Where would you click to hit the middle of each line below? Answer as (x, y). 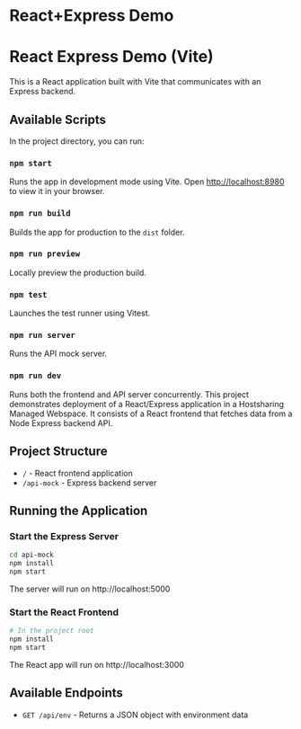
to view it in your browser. (57, 191)
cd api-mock (31, 555)
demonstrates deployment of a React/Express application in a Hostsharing (147, 404)
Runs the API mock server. (58, 354)
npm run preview (45, 254)
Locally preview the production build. (78, 272)
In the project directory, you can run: (77, 141)
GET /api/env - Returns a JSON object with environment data (135, 715)
